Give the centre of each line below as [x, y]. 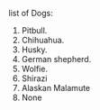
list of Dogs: [31, 13]
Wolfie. [35, 69]
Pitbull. [34, 30]
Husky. [34, 50]
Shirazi [34, 78]
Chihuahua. [43, 40]
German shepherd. [56, 59]
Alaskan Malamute [56, 88]
